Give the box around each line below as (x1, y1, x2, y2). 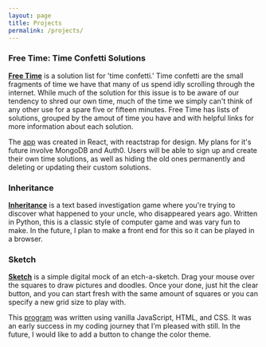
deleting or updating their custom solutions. (8, 162, 151, 172)
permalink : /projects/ (8, 26, 84, 34)
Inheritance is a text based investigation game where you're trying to (8, 200, 236, 209)
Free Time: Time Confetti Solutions (8, 53, 146, 64)
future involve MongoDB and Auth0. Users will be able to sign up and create (8, 145, 257, 155)
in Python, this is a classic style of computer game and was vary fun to (8, 216, 241, 227)
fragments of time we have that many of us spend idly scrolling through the (8, 79, 255, 88)
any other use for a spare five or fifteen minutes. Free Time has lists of (8, 104, 239, 114)
